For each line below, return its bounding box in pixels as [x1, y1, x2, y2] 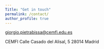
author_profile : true [5, 16, 49, 21]
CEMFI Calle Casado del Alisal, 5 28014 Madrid [5, 39, 99, 45]
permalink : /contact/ [5, 12, 49, 16]
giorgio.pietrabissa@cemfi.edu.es [5, 30, 73, 35]
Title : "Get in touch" [5, 7, 51, 12]
